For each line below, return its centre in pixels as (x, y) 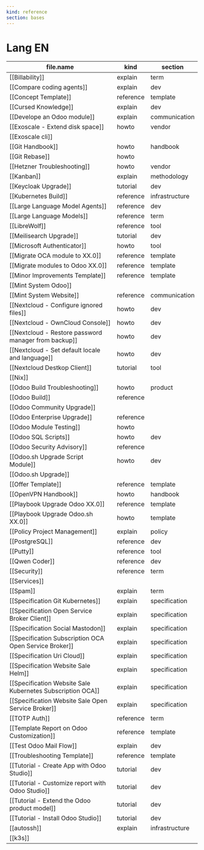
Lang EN (28, 48)
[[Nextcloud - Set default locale (55, 350)
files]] (18, 313)
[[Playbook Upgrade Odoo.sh (51, 514)
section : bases (25, 18)
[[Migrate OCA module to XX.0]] (55, 255)
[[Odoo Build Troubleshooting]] (54, 388)
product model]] (33, 809)
